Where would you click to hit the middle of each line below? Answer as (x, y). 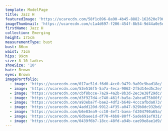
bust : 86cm (16, 47)
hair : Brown (17, 70)
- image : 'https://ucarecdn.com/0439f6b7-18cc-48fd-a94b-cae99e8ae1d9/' (87, 121)
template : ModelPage (27, 10)
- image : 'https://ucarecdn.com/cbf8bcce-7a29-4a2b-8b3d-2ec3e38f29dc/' (87, 93)
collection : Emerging (28, 33)
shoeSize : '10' (21, 65)
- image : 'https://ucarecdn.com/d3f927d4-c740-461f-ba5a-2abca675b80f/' (87, 98)
